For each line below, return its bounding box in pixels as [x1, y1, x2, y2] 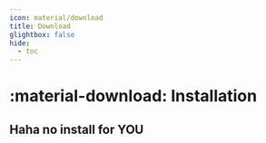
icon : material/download [9, 13, 103, 23]
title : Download [9, 22, 71, 31]
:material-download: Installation [9, 86, 257, 107]
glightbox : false [9, 30, 75, 39]
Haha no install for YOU [9, 121, 144, 137]
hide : [9, 38, 30, 48]
